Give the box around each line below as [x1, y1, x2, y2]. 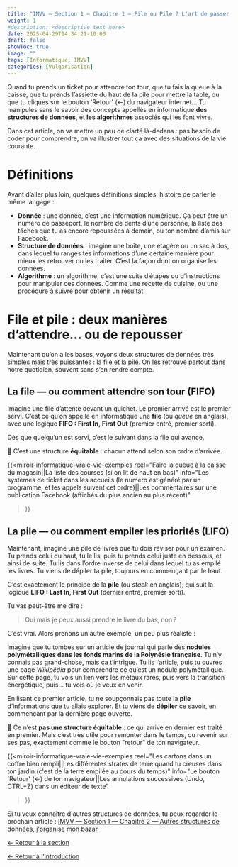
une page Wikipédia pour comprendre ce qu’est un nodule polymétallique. [7, 666, 225, 674]
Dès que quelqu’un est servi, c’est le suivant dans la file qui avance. [7, 433, 205, 442]
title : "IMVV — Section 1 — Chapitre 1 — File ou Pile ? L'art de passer [7, 10, 230, 18]
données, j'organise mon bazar [7, 824, 98, 834]
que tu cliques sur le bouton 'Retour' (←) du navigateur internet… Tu [7, 97, 207, 106]
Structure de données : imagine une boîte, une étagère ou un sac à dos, [17, 241, 229, 250]
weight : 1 [7, 17, 37, 24]
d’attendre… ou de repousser [7, 326, 183, 343]
